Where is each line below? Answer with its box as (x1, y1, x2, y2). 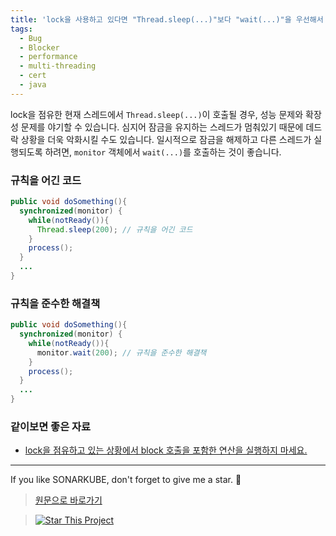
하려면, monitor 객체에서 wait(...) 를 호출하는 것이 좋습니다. (44, 146, 282, 158)
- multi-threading (19, 61, 97, 71)
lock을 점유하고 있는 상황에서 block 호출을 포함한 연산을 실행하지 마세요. (24, 444, 308, 456)
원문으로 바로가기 (34, 494, 103, 506)
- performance (19, 52, 78, 62)
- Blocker (19, 42, 60, 53)
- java (19, 80, 47, 90)
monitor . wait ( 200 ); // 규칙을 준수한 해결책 (36, 347, 207, 358)
